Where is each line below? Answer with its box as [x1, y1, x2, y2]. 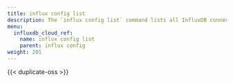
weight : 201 [7, 49, 42, 56]
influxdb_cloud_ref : [13, 29, 73, 37]
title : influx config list [7, 10, 86, 17]
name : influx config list [19, 36, 95, 43]
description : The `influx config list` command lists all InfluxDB [7, 17, 208, 24]
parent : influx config [19, 42, 86, 49]
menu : [7, 23, 23, 30]
